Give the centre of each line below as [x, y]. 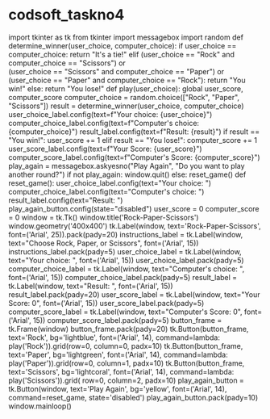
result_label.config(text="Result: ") [66, 200]
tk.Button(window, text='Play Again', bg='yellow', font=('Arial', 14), [118, 388]
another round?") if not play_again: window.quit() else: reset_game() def [127, 174]
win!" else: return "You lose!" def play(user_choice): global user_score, [126, 88]
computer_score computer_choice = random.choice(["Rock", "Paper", [124, 97]
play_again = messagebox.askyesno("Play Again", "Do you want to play [127, 166]
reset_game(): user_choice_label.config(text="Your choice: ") [110, 182]
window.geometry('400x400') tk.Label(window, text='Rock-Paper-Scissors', [135, 226]
